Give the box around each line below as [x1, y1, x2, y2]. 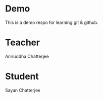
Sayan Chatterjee [5, 87, 41, 93]
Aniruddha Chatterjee [5, 53, 49, 59]
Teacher [5, 37, 40, 48]
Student [5, 71, 39, 82]
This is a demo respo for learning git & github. [5, 19, 99, 25]
